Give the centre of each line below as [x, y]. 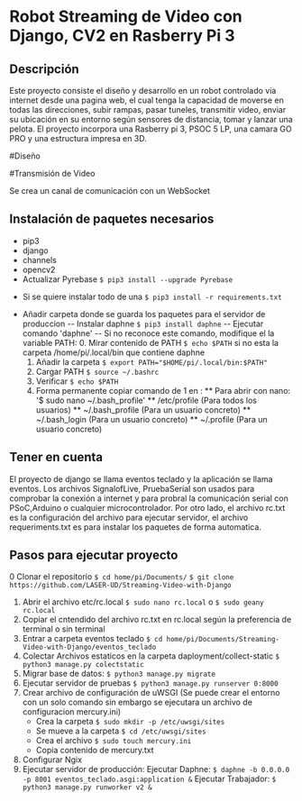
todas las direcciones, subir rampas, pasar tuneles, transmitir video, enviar [148, 109]
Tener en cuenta [56, 457]
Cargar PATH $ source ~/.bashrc [97, 371]
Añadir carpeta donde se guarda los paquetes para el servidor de [144, 314]
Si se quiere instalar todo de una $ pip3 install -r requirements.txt [152, 296]
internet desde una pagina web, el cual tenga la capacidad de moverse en [146, 100]
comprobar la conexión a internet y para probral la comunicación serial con [149, 498]
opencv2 [39, 269]
